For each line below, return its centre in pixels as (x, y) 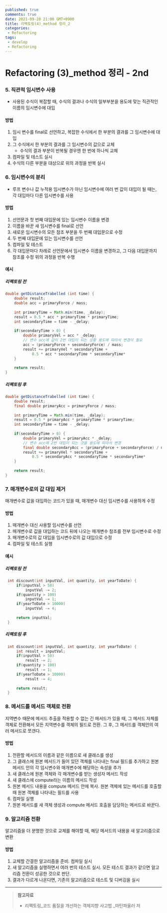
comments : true (21, 14)
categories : (17, 28)
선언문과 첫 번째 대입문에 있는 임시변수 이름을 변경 (61, 219)
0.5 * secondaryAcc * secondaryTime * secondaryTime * (88, 457)
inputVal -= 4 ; (41, 609)
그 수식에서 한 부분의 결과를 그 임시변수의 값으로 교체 (63, 144)
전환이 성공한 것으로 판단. (46, 874)
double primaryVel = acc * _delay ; (60, 336)
